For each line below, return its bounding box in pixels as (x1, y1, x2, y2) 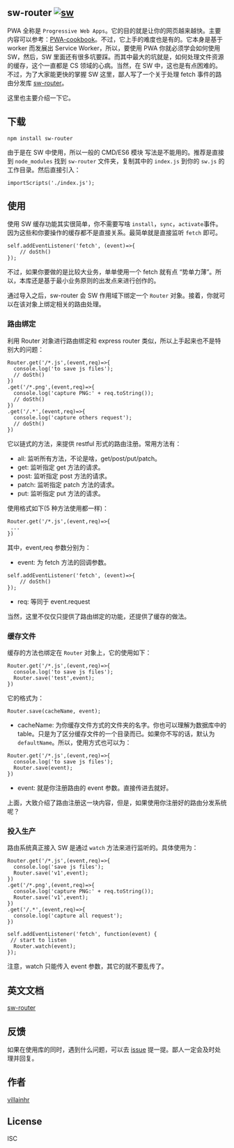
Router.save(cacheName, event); (7, 708, 101, 715)
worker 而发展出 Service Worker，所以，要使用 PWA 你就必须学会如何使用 (7, 43, 221, 52)
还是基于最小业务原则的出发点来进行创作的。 (31, 276, 160, 285)
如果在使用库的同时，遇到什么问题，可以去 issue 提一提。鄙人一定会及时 (7, 1045, 215, 1054)
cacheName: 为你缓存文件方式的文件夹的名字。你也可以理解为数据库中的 (17, 721, 227, 729)
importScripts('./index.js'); (7, 179, 95, 186)
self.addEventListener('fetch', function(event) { (7, 931, 157, 938)
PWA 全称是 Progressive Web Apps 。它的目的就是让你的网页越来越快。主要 (7, 26, 221, 35)
